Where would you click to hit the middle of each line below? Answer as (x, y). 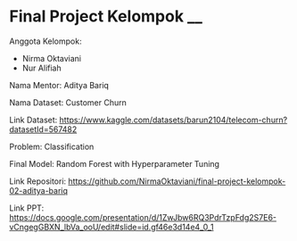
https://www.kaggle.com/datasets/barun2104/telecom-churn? (173, 120)
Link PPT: (27, 208)
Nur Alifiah (41, 68)
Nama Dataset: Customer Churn (68, 102)
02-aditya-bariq (39, 190)
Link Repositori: (38, 181)
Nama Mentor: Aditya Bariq (59, 85)
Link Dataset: (33, 120)
